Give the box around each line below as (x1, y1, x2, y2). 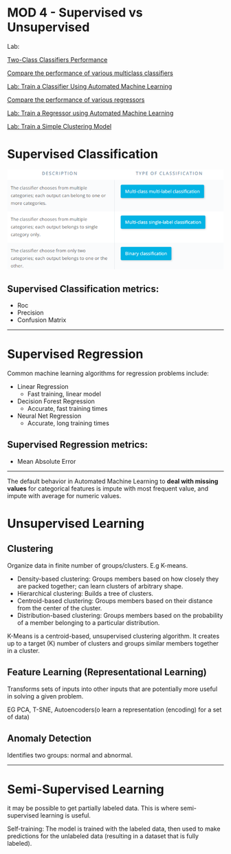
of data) (7, 712, 30, 720)
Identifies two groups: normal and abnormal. (7, 751, 133, 759)
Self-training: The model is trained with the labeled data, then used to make (7, 824, 221, 833)
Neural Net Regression (16, 412, 82, 420)
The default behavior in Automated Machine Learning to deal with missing (7, 477, 219, 485)
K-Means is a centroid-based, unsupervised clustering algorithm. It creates (7, 632, 220, 640)
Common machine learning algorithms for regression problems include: (7, 370, 209, 378)
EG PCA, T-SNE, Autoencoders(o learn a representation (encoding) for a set (7, 705, 222, 714)
